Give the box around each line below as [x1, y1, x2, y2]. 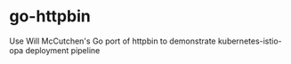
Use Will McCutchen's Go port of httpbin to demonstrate [9, 36, 216, 46]
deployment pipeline [25, 44, 101, 55]
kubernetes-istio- [217, 36, 282, 46]
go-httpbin [9, 6, 91, 27]
